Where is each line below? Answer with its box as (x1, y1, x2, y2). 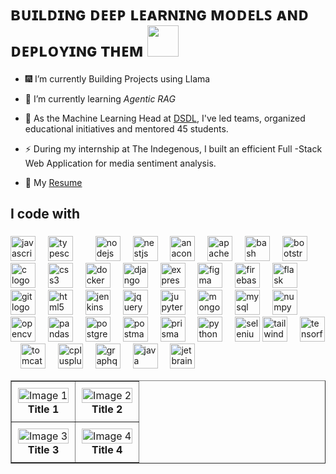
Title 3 (27, 443, 60, 457)
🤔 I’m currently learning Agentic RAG (24, 92, 176, 105)
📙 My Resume (24, 176, 83, 188)
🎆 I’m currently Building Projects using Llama (24, 72, 211, 85)
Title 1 (27, 402, 60, 416)
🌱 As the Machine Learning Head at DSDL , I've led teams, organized (24, 112, 306, 124)
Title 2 (91, 402, 123, 416)
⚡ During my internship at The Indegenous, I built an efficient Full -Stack (24, 142, 323, 155)
